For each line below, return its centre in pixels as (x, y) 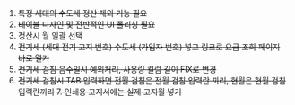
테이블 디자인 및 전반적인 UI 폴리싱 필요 (86, 24)
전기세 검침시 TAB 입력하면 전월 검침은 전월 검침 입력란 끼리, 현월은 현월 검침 (152, 80)
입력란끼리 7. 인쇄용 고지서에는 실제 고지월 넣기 (100, 92)
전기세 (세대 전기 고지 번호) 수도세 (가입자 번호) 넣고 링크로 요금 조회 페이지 (149, 47)
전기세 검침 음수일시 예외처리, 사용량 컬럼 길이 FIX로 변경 (117, 69)
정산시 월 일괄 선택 (50, 35)
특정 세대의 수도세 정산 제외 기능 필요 (82, 13)
